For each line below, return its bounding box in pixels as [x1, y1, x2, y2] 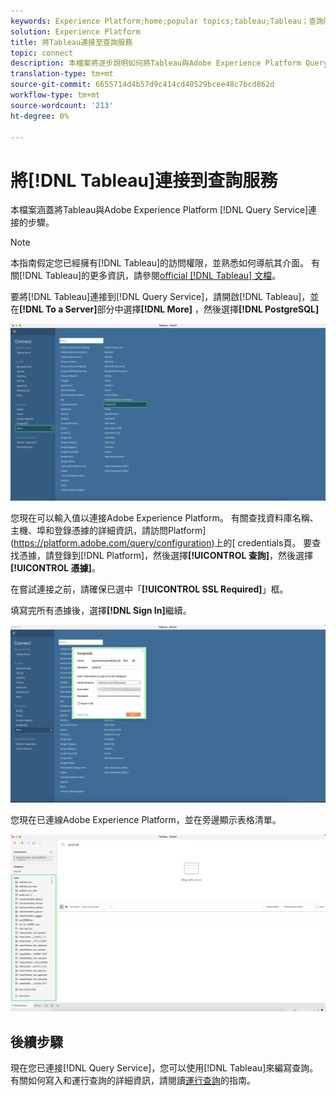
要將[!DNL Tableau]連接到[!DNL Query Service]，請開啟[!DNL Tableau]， [10, 291, 311, 303]
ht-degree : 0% [10, 111, 70, 121]
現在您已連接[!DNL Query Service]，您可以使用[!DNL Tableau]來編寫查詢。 [10, 1062, 319, 1074]
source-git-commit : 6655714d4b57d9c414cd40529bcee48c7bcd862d [10, 80, 275, 90]
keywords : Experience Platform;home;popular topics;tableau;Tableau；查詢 [10, 16, 325, 26]
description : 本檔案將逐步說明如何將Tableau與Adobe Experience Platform [10, 58, 302, 69]
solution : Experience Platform [10, 26, 141, 37]
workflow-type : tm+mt [10, 90, 101, 100]
